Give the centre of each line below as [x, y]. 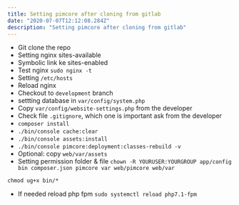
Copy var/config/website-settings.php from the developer [105, 109]
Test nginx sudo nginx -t [55, 70]
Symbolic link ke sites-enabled [63, 63]
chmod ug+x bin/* [33, 181]
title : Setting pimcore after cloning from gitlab [84, 14]
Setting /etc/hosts [45, 78]
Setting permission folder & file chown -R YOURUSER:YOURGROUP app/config [124, 161]
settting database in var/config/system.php [81, 101]
